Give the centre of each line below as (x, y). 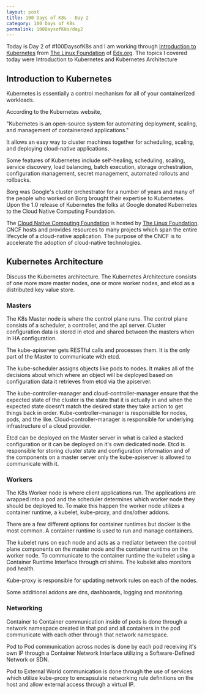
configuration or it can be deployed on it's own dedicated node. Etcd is (96, 444)
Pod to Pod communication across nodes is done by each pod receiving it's (102, 646)
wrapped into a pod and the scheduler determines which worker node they (101, 499)
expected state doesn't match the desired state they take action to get (95, 406)
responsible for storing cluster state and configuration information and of (98, 451)
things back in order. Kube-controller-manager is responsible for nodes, (97, 413)
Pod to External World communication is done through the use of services (99, 671)
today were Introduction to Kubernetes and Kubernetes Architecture (92, 59)
